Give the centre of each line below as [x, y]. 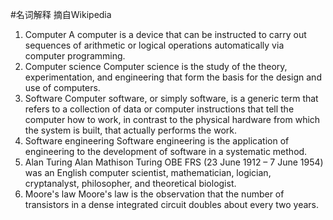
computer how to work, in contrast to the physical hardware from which [172, 119]
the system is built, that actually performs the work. [131, 130]
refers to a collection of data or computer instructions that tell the [159, 109]
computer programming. [75, 56]
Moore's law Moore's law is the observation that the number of [154, 194]
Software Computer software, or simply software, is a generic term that [171, 98]
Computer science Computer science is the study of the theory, [156, 66]
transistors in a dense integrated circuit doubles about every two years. [172, 204]
